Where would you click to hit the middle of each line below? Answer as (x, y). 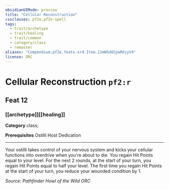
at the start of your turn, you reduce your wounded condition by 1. (73, 171)
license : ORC (19, 57)
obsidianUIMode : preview (31, 10)
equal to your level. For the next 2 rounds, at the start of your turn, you (78, 161)
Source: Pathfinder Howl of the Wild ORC (48, 181)
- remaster (21, 47)
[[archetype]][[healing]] (35, 114)
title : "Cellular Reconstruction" (41, 15)
